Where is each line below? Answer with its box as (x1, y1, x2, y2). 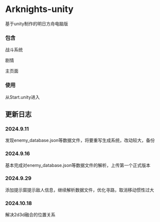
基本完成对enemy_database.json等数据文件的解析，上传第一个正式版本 (5, 162, 151, 168)
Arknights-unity (5, 3, 74, 15)
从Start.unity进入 (5, 94, 40, 100)
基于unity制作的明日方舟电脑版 (5, 20, 68, 26)
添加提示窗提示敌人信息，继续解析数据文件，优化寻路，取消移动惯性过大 (5, 186, 154, 193)
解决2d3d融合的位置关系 (5, 211, 56, 218)
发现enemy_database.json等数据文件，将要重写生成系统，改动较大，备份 (5, 137, 155, 143)
